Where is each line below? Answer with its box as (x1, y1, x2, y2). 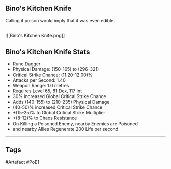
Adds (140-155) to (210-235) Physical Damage (12, 99, 110, 105)
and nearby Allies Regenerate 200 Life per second (12, 126, 119, 132)
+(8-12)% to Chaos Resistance (12, 115, 77, 122)
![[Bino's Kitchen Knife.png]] (5, 33, 65, 39)
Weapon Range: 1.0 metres (12, 83, 69, 89)
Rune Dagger (12, 61, 41, 67)
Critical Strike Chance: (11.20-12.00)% (12, 71, 93, 78)
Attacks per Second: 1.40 (12, 77, 66, 83)
